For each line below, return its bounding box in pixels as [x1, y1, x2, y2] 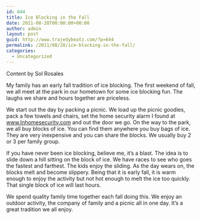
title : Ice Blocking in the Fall [6, 14, 90, 20]
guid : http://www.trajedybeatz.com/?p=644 [6, 37, 114, 43]
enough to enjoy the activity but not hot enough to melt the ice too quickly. [6, 175, 191, 182]
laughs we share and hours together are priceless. [6, 94, 131, 101]
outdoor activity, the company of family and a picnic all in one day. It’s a [6, 199, 183, 206]
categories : [6, 48, 36, 54]
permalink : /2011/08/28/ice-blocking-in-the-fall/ [6, 43, 136, 49]
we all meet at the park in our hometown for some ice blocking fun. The [6, 88, 183, 95]
